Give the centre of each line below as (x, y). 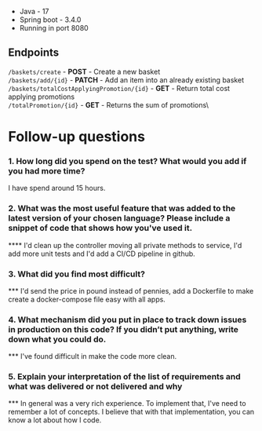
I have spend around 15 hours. (57, 188)
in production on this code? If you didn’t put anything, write (124, 329)
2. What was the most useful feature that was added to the (122, 209)
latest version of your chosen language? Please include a (119, 218)
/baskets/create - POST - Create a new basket (84, 71)
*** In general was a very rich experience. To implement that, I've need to (127, 404)
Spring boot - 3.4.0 (50, 20)
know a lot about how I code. (55, 420)
